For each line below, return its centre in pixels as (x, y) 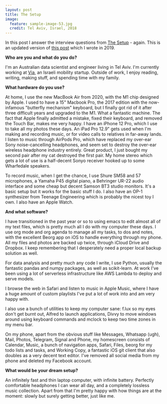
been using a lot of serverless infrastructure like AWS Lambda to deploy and (83, 274)
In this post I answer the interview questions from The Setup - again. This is (83, 42)
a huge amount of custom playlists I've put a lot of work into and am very (80, 294)
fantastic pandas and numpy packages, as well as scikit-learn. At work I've (82, 268)
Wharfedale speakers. (28, 166)
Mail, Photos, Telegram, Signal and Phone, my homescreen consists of (78, 340)
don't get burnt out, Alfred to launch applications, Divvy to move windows (81, 314)
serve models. (20, 279)
